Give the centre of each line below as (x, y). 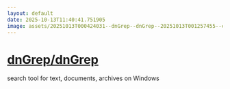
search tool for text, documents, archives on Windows (83, 78)
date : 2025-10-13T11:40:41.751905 (56, 20)
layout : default (30, 13)
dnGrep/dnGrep (53, 59)
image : (16, 26)
